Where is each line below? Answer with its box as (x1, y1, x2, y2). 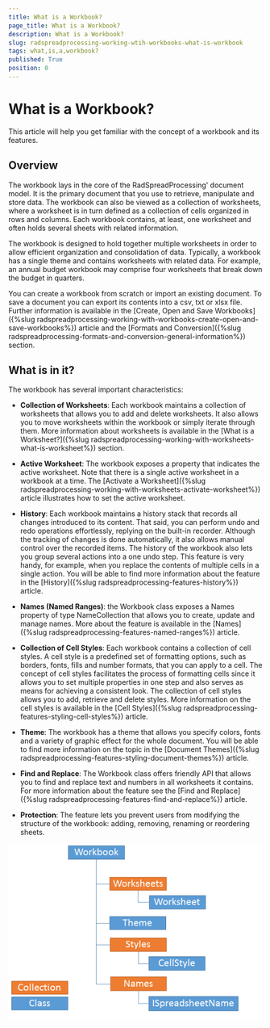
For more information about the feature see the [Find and (19, 786, 210, 795)
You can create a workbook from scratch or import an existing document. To (8, 288, 262, 298)
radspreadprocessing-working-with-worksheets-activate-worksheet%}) (19, 485, 261, 494)
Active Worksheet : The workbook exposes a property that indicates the (19, 459, 260, 468)
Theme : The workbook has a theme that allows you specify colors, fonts (19, 728, 261, 737)
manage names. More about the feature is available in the (19, 619, 211, 629)
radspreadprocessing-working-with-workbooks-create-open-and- (36, 314, 259, 324)
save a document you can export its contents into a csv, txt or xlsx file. (8, 297, 243, 307)
